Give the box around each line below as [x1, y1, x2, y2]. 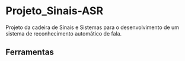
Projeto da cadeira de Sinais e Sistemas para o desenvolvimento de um [5, 24, 179, 31]
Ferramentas [5, 47, 54, 57]
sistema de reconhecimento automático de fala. [5, 30, 122, 37]
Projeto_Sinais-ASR [5, 4, 104, 18]
